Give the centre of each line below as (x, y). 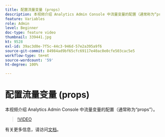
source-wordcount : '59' (29, 60)
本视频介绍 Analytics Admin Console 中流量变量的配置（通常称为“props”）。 (82, 109)
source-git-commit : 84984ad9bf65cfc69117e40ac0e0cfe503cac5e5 (70, 51)
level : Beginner (22, 28)
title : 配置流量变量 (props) (33, 10)
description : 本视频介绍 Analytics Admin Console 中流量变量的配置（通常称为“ (81, 14)
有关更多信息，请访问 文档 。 (33, 130)
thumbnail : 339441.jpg (28, 37)
